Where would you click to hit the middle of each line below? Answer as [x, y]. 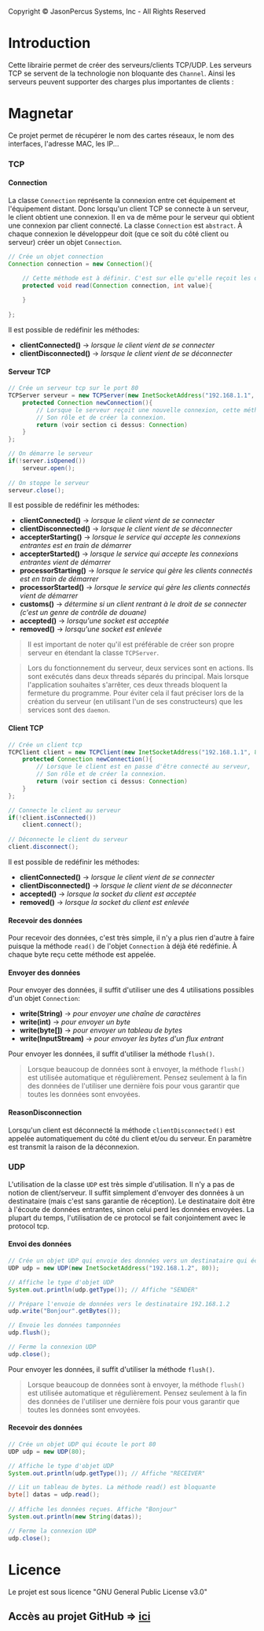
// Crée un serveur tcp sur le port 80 [73, 388]
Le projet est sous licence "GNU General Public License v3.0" [108, 1592]
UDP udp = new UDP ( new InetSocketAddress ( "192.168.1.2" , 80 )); [114, 1268]
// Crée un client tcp [45, 745]
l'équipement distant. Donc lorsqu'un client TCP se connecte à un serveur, [128, 209]
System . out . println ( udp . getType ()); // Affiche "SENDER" [103, 1290]
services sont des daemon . [69, 710]
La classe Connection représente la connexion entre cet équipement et [122, 200]
